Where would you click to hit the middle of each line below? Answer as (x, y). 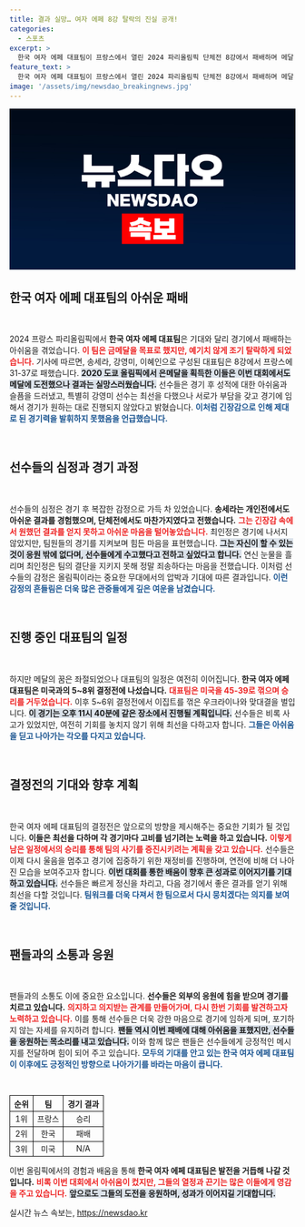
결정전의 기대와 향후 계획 (74, 785)
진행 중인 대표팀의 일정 (69, 638)
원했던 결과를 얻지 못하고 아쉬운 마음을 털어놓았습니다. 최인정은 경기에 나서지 (153, 532)
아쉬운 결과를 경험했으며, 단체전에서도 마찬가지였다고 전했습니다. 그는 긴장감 (143, 520)
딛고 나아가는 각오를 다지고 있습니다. (83, 735)
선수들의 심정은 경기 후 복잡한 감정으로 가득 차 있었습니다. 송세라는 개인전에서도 (150, 509)
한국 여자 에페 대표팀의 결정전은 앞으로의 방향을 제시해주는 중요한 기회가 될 (142, 826)
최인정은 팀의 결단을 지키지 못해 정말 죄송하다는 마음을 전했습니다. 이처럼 (154, 565)
